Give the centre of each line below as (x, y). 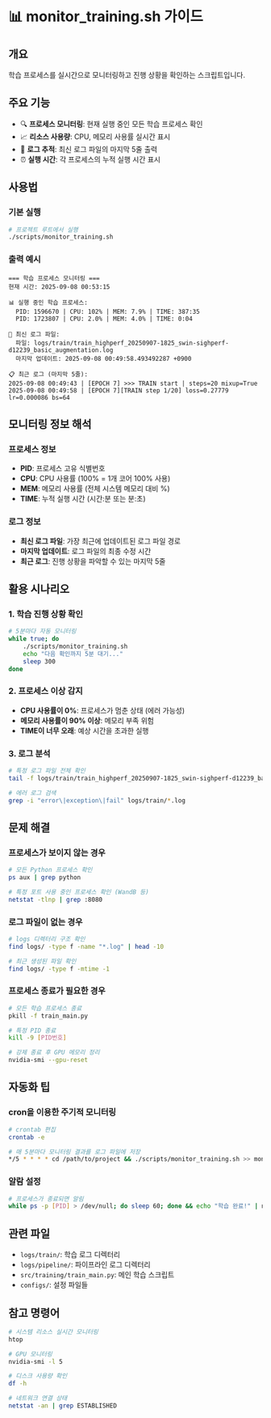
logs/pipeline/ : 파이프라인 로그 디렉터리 (85, 1265)
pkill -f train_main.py (48, 1016)
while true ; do (34, 639)
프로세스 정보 (32, 449)
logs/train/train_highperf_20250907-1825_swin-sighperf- (131, 343)
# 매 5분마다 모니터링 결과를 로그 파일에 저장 (75, 1152)
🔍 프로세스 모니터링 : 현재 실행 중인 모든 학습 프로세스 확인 (111, 124)
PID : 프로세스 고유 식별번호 (63, 468)
